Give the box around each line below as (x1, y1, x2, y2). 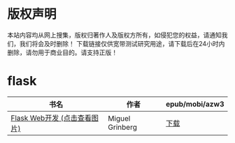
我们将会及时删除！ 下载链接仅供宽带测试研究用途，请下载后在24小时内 (19, 39, 225, 47)
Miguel (108, 113, 131, 123)
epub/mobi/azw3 (165, 99, 225, 109)
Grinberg (108, 122, 138, 132)
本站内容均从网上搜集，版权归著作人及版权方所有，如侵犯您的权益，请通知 (7, 31, 222, 39)
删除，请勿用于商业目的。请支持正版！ (7, 48, 117, 57)
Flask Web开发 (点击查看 (10, 113, 92, 123)
